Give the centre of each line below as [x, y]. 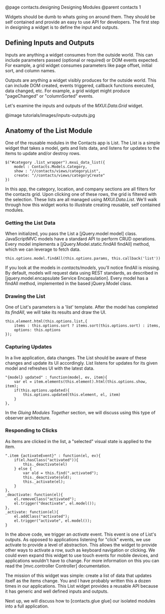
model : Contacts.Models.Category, [51, 167]
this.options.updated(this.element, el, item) [72, 394]
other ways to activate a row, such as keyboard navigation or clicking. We [80, 550]
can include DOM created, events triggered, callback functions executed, [80, 85]
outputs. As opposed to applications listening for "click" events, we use [78, 539]
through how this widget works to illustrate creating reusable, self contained [83, 205]
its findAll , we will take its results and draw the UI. [56, 312]
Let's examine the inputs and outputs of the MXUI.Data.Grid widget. [74, 106]
